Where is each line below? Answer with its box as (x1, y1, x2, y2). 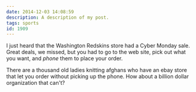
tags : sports (6, 20, 39, 26)
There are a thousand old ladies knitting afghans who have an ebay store (6, 67, 188, 74)
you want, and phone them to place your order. (6, 55, 123, 62)
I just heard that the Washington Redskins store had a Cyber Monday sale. (6, 42, 191, 49)
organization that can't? (6, 79, 65, 87)
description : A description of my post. (6, 14, 110, 20)
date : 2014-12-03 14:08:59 (6, 8, 74, 15)
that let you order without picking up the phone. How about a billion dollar (6, 73, 189, 80)
